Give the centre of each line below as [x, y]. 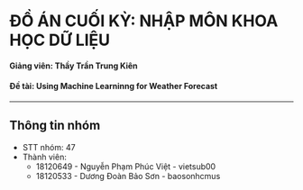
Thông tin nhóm [55, 126]
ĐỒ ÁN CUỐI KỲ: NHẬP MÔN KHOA [144, 21]
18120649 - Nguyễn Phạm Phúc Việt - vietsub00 [126, 166]
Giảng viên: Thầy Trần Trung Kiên [73, 66]
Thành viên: [45, 157]
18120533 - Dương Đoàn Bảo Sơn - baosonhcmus [128, 176]
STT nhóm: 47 [49, 147]
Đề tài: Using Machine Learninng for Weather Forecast [114, 86]
